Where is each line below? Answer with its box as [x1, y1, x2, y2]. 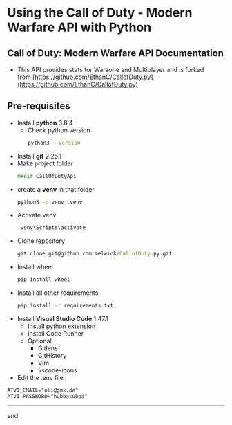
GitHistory [37, 351, 67, 359]
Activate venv [17, 211, 57, 219]
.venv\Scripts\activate [17, 224, 86, 231]
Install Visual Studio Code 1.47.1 [17, 314, 108, 323]
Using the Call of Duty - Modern [7, 5, 193, 21]
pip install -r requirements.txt [17, 302, 114, 309]
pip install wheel [17, 276, 70, 283]
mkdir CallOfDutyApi [17, 172, 77, 179]
